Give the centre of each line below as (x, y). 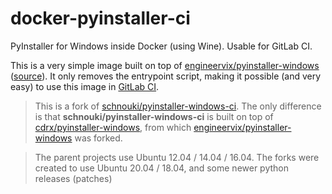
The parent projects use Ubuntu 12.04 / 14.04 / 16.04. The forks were (177, 157)
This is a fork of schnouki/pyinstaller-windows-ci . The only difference (178, 106)
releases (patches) (73, 178)
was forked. (98, 138)
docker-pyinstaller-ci (100, 18)
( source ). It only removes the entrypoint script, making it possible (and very (166, 76)
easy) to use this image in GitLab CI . (85, 86)
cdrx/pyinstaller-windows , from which (113, 127)
